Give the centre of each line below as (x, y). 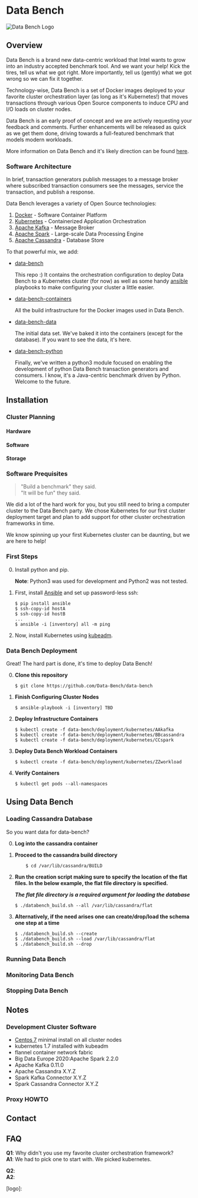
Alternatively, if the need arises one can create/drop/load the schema (102, 916)
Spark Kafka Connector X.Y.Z (51, 1077)
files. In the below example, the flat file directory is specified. (91, 883)
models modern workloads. (39, 140)
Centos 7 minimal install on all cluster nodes (68, 1040)
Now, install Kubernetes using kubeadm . (64, 635)
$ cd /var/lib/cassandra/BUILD (64, 866)
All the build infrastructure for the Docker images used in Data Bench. (99, 310)
